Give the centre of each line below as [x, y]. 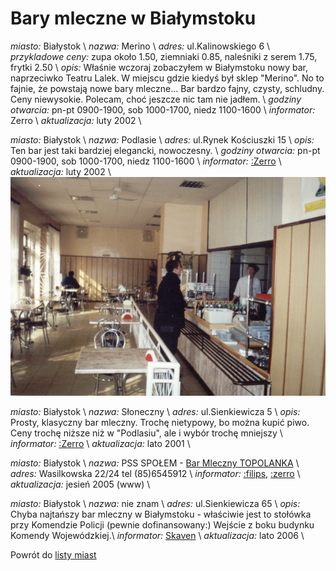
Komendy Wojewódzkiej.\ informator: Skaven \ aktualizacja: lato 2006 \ [157, 536]
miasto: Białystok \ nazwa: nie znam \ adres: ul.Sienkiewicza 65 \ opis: [155, 504]
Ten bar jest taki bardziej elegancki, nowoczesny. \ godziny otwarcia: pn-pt [165, 150]
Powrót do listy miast [53, 555]
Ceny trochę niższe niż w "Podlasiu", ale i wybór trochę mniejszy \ [146, 433]
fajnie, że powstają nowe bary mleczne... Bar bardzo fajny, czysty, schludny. [167, 88]
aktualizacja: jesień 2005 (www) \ [80, 484]
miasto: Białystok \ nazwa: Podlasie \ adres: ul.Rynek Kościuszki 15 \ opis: [162, 139]
